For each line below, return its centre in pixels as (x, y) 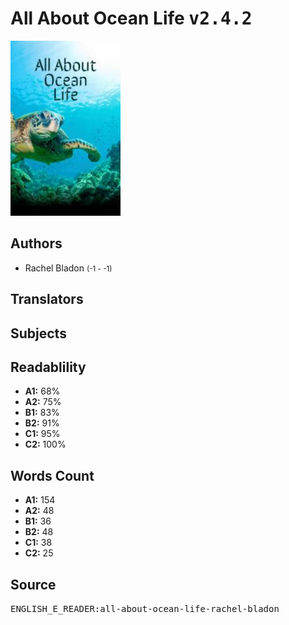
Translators (47, 299)
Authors (36, 243)
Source (33, 584)
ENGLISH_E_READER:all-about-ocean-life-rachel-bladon (145, 608)
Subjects (38, 333)
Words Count (52, 475)
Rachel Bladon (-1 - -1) (68, 268)
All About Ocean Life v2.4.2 (131, 18)
